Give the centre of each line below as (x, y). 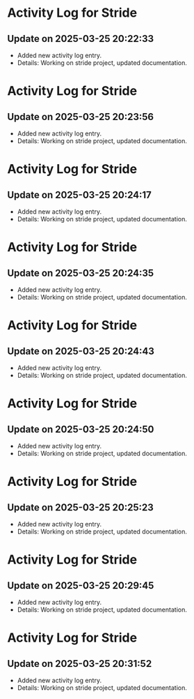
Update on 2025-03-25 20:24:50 (81, 429)
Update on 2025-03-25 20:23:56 (81, 117)
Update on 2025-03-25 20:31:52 (80, 664)
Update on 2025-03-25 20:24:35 (81, 273)
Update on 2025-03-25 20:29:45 (81, 586)
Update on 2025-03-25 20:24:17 (79, 194)
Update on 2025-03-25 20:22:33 (81, 39)
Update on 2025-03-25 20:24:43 (81, 351)
